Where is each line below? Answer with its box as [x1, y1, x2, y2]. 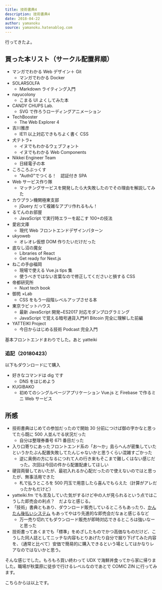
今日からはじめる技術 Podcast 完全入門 [19, 326, 98, 332]
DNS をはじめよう [19, 378, 56, 385]
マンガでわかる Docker [19, 74, 65, 80]
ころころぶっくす [12, 166, 47, 172]
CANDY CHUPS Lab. [12, 103, 53, 109]
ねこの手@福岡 [12, 261, 42, 267]
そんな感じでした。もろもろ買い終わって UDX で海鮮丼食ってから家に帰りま [5, 557, 157, 563]
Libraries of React [19, 250, 55, 256]
